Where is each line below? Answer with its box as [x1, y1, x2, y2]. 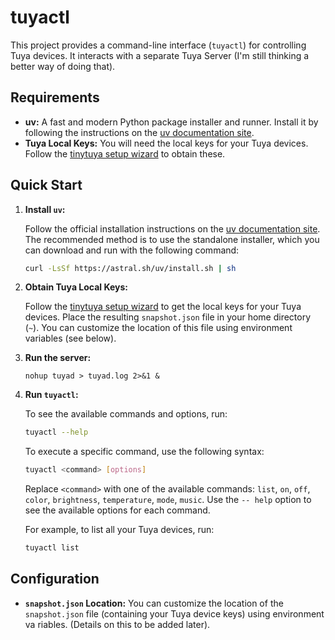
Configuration [10, 571, 100, 588]
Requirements [10, 89, 100, 106]
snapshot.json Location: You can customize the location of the [24, 597, 284, 609]
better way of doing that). [10, 60, 116, 72]
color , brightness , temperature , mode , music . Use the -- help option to [24, 494, 312, 506]
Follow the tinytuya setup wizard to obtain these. [24, 147, 226, 160]
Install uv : [24, 203, 66, 215]
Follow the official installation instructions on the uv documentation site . [24, 222, 321, 235]
